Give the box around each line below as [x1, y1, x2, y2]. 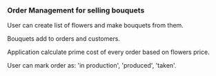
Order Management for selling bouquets [7, 6, 145, 15]
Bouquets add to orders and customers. [7, 35, 121, 43]
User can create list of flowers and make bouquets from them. [7, 21, 184, 30]
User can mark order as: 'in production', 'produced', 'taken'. [7, 61, 177, 70]
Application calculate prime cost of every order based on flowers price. [7, 48, 210, 57]
